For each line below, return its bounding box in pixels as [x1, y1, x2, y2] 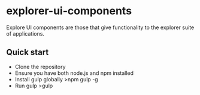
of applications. [6, 30, 45, 37]
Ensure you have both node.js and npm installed [14, 69, 134, 77]
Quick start [6, 47, 49, 58]
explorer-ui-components [6, 4, 132, 18]
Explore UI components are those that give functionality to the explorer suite [6, 24, 195, 31]
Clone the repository [14, 63, 66, 70]
